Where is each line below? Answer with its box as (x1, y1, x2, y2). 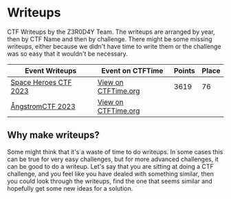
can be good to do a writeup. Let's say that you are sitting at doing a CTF (7, 162, 214, 170)
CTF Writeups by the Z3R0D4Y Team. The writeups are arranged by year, (7, 28, 215, 36)
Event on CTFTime (101, 65, 164, 75)
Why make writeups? (7, 129, 100, 141)
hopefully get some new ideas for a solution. (7, 184, 133, 192)
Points (174, 65, 196, 75)
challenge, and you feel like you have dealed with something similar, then (7, 169, 214, 178)
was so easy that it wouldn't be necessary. (7, 50, 129, 58)
